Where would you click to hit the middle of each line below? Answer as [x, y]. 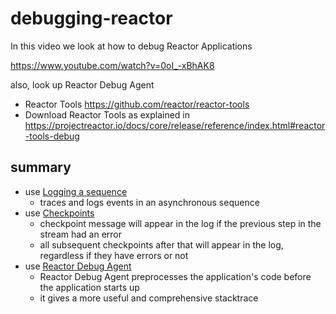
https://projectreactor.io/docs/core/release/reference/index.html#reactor [175, 125]
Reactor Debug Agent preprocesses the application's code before [175, 276]
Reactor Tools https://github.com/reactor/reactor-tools [137, 104]
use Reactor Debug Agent [78, 266]
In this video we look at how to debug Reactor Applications [131, 46]
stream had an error [81, 234]
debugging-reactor [91, 18]
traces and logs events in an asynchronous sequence [149, 202]
